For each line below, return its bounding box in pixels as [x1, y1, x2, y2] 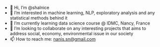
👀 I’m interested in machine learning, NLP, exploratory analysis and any [9, 10, 155, 16]
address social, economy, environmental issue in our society [9, 31, 134, 36]
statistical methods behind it [9, 15, 68, 21]
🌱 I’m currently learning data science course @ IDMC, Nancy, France [9, 20, 150, 26]
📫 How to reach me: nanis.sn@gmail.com [9, 36, 96, 42]
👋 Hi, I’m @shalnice [9, 5, 50, 10]
